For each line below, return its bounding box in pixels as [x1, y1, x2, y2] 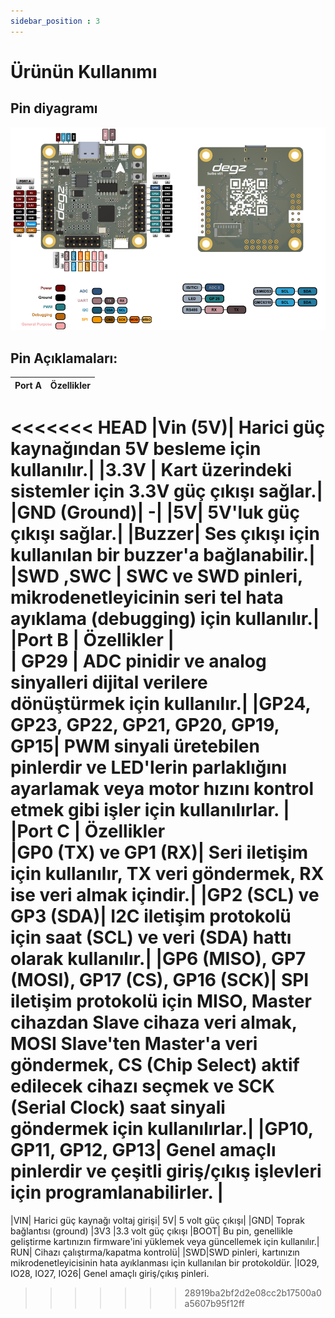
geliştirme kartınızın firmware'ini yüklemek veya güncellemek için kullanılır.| [10, 1235, 320, 1247]
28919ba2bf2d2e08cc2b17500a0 [184, 1286, 322, 1299]
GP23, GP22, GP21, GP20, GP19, [10, 714, 280, 737]
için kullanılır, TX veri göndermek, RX [10, 863, 325, 885]
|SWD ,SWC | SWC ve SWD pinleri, [10, 565, 303, 588]
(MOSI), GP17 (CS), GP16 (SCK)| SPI [10, 969, 310, 992]
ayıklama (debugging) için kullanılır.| [10, 608, 320, 630]
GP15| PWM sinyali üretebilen [10, 735, 260, 758]
